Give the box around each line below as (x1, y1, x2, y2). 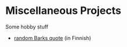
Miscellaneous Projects (5, 4, 122, 17)
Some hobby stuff (5, 23, 49, 30)
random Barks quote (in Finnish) (13, 34, 91, 41)
